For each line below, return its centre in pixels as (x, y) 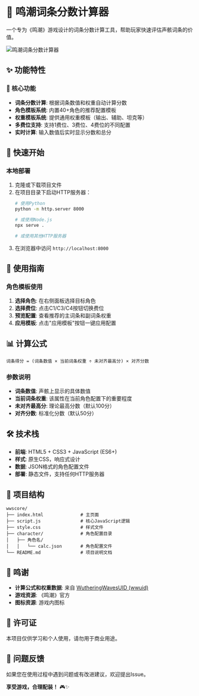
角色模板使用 (25, 287)
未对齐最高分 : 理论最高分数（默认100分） (65, 406)
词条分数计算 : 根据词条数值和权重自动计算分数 (71, 102)
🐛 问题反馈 (25, 659)
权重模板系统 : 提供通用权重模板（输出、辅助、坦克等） (81, 117)
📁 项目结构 (25, 494)
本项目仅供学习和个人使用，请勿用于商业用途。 (63, 638)
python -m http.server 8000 (49, 209)
